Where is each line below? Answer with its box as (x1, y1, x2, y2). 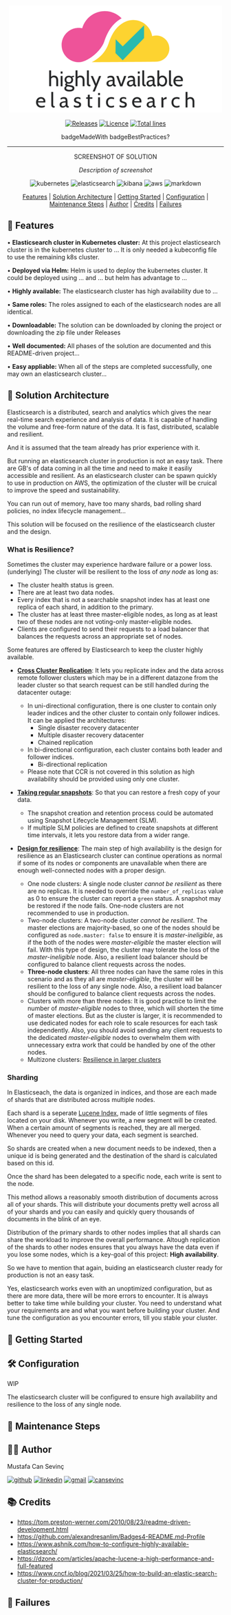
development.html (16, 1525, 69, 1534)
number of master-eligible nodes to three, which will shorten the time (27, 1004, 223, 1012)
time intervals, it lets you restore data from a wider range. (27, 830, 190, 839)
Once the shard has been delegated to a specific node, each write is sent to (7, 1172, 222, 1181)
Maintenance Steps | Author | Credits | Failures (49, 200, 182, 208)
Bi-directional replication (37, 760, 108, 768)
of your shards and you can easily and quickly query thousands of (7, 1207, 195, 1216)
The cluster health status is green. (16, 581, 114, 589)
